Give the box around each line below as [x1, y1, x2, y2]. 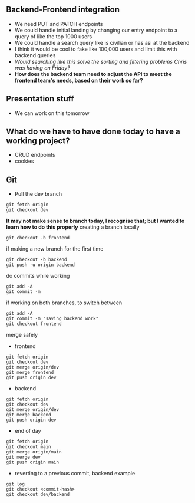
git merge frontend [6, 370, 54, 376]
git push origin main [6, 459, 60, 465]
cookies [14, 157, 34, 165]
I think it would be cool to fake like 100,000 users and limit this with [14, 45, 177, 52]
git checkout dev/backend [6, 492, 70, 498]
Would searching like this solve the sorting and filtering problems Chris [14, 58, 187, 65]
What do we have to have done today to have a [6, 127, 181, 137]
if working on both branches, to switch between [6, 299, 123, 306]
